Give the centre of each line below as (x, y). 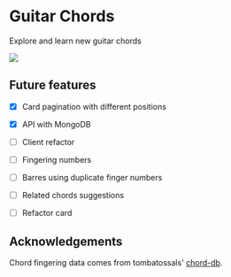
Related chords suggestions (73, 196)
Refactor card (47, 213)
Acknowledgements (66, 241)
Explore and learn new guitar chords (75, 41)
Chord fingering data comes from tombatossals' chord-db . (116, 262)
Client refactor (48, 142)
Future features (53, 85)
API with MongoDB (56, 124)
